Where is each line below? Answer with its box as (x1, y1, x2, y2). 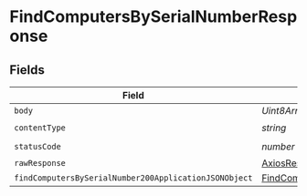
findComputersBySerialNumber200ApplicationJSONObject (14, 173, 253, 183)
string (261, 121, 287, 134)
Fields (9, 62, 46, 77)
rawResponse (14, 158, 67, 168)
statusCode (14, 141, 61, 151)
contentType (14, 122, 67, 133)
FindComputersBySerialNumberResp (9, 6, 298, 27)
